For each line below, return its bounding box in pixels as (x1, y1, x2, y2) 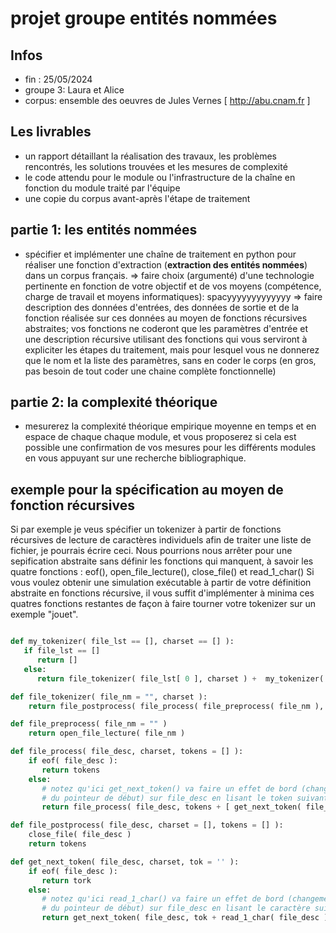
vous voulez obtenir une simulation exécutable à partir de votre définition (10, 577, 312, 589)
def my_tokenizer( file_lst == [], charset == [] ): (10, 637, 235, 647)
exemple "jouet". (10, 608, 79, 621)
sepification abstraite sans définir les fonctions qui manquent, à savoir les (10, 555, 314, 567)
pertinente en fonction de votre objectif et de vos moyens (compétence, (24, 280, 322, 292)
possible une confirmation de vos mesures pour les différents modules (24, 442, 317, 454)
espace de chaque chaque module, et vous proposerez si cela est (24, 431, 297, 443)
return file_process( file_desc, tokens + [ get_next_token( (41, 802, 302, 812)
